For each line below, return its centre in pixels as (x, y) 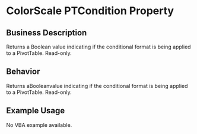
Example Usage (36, 111)
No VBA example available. (39, 125)
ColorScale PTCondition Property (90, 11)
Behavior (23, 72)
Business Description (47, 33)
